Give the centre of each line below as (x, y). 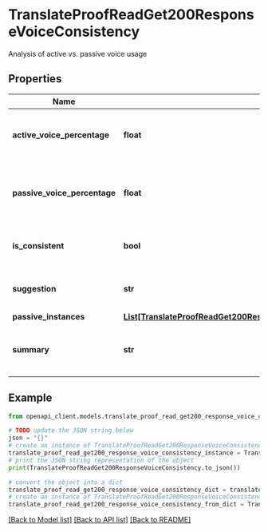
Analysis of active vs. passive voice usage (78, 54)
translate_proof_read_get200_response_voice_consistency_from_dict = (126, 505)
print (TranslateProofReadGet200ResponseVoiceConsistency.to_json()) (124, 468)
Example (30, 398)
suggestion (34, 288)
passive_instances (49, 316)
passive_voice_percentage (64, 193)
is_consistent (38, 245)
